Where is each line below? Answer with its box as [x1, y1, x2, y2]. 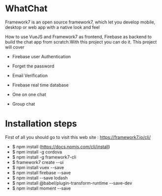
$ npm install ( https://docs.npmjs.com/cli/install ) [12, 144, 110, 150]
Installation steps [5, 118, 77, 130]
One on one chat [12, 91, 46, 97]
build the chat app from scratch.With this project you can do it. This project [5, 39, 157, 44]
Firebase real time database [12, 82, 69, 88]
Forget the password [12, 63, 54, 69]
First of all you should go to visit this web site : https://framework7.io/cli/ [5, 134, 151, 140]
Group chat [12, 101, 35, 107]
